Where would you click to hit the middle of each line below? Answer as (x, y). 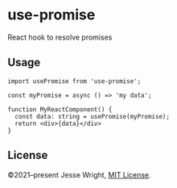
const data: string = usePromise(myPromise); (93, 116)
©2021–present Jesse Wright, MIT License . (79, 174)
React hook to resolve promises (60, 37)
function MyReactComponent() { (60, 109)
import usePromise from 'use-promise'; (74, 81)
